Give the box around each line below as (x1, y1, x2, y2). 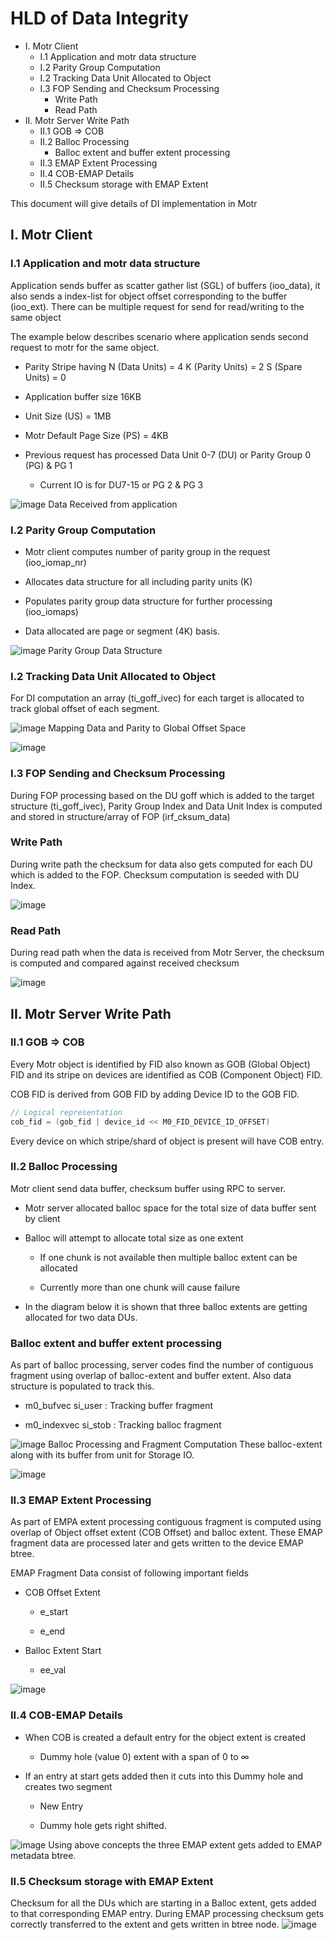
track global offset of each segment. (10, 703, 160, 715)
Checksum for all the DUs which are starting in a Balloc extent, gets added (10, 1897, 317, 1909)
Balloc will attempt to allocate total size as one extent (24, 1232, 244, 1244)
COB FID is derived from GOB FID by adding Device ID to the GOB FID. (10, 1088, 300, 1100)
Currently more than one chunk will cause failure (39, 1281, 241, 1293)
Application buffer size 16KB (24, 390, 142, 402)
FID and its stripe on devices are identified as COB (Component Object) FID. (10, 1068, 323, 1081)
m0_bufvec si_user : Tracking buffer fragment (24, 1400, 214, 1412)
